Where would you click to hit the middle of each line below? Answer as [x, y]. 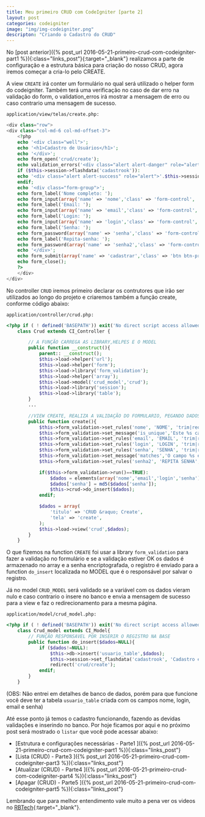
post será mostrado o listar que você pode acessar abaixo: [82, 731]
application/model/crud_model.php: [52, 614]
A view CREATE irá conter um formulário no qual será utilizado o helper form [100, 84]
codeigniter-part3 [37, 762]
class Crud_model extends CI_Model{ [64, 631]
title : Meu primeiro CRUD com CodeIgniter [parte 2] [75, 12]
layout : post [23, 18]
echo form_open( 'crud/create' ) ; [58, 159]
